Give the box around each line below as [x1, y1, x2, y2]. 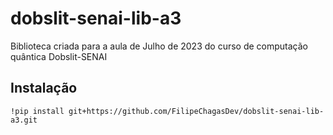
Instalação [10, 80, 78, 97]
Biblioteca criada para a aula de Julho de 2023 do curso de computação [10, 40, 308, 52]
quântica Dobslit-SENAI [10, 50, 108, 62]
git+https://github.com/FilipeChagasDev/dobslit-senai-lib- [68, 106, 325, 116]
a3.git [10, 115, 38, 125]
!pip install [10, 106, 65, 116]
